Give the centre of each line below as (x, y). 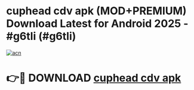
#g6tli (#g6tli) (41, 36)
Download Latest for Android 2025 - (97, 24)
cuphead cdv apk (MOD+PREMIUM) (96, 11)
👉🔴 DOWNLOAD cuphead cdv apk (94, 78)
